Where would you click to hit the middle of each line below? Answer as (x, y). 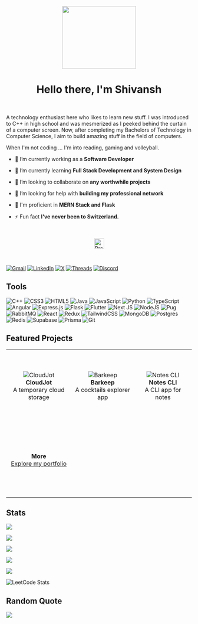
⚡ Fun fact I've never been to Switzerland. (67, 216)
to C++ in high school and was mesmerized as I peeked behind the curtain (96, 123)
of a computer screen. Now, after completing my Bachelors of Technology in (99, 130)
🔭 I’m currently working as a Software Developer (74, 159)
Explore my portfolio (39, 463)
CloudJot (39, 383)
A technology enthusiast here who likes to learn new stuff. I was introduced (98, 117)
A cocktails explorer (103, 390)
